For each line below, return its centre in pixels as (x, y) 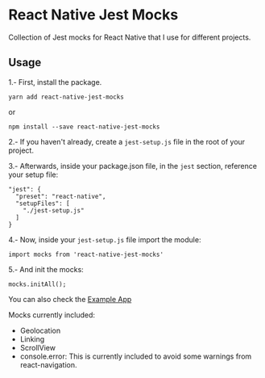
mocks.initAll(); (37, 284)
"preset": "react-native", (61, 196)
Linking (32, 339)
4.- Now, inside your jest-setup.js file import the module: (105, 239)
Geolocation (40, 330)
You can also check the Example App (70, 299)
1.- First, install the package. (55, 82)
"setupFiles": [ (43, 204)
